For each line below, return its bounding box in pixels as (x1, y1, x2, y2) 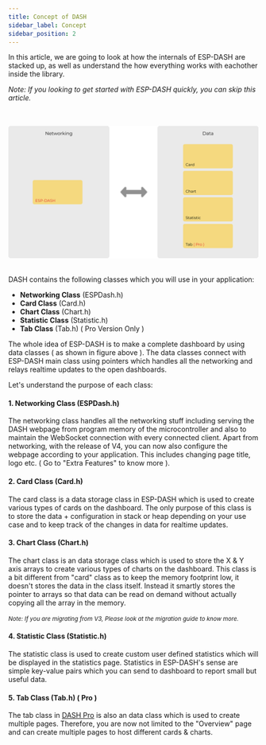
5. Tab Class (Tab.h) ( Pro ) (8, 692, 98, 702)
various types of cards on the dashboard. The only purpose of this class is (8, 502, 252, 513)
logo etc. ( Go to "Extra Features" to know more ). (8, 458, 171, 468)
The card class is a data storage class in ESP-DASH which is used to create (8, 494, 255, 504)
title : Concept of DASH (8, 13, 87, 21)
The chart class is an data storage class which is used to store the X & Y (8, 556, 245, 565)
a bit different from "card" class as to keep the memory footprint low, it (8, 572, 240, 582)
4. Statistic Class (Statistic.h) (8, 631, 107, 641)
